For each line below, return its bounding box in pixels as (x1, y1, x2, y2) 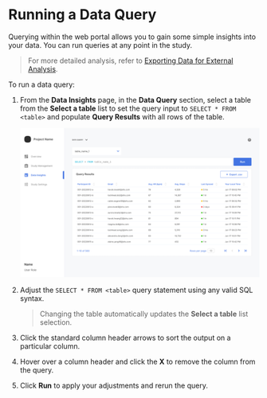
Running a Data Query (8, 6, 157, 24)
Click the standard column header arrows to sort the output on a (19, 333, 231, 343)
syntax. (19, 294, 45, 303)
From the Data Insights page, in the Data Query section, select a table (19, 95, 251, 104)
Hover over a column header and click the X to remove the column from (19, 357, 256, 367)
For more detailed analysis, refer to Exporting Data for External (27, 56, 234, 65)
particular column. (19, 341, 80, 351)
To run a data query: (8, 80, 76, 89)
